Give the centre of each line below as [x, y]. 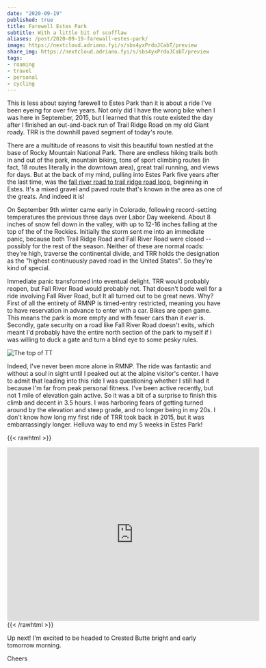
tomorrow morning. [34, 645]
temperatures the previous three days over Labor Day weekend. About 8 [109, 217]
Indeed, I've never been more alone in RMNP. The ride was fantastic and [109, 366]
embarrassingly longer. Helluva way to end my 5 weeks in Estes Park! [105, 425]
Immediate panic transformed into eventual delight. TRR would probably [108, 281]
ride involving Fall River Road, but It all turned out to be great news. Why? [110, 296]
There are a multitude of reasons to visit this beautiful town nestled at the [110, 145]
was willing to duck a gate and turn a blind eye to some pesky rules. [103, 339]
